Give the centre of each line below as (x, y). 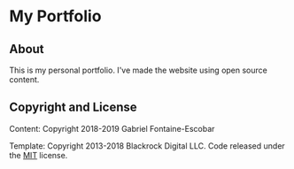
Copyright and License (73, 108)
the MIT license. (39, 155)
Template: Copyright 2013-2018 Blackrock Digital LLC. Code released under (147, 146)
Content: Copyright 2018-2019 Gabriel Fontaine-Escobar (112, 128)
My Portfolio (55, 16)
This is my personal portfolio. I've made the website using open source (138, 70)
